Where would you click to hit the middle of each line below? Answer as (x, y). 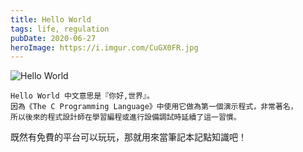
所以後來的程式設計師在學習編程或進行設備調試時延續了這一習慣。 (126, 117)
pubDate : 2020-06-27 (53, 38)
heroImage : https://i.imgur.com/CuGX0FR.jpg (104, 47)
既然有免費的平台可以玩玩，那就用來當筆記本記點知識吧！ (128, 137)
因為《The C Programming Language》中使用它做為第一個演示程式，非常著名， (154, 107)
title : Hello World (51, 19)
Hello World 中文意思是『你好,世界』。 (82, 96)
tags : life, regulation (60, 29)
